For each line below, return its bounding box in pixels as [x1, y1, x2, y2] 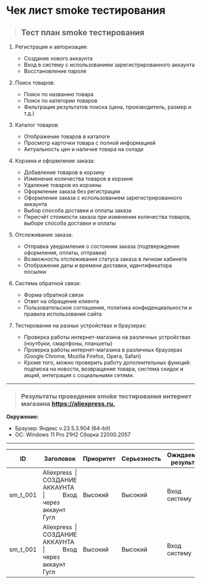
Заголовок [44, 455, 76, 463]
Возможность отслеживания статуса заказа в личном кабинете [23, 255, 187, 262]
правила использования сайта [23, 310, 102, 317]
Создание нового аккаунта [23, 55, 93, 62]
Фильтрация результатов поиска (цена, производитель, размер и [23, 103, 191, 111]
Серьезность [121, 455, 162, 463]
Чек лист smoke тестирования [6, 4, 166, 17]
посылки [23, 268, 47, 275]
